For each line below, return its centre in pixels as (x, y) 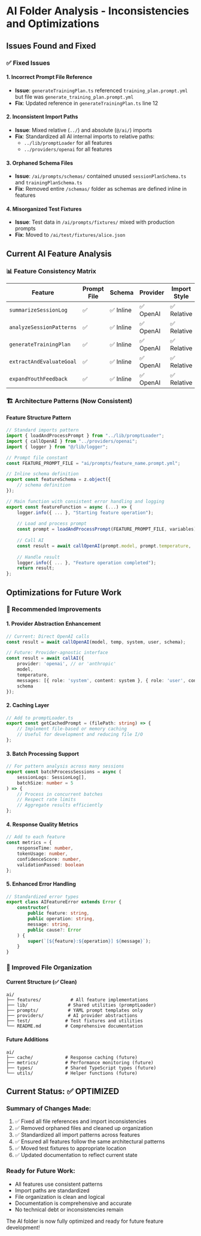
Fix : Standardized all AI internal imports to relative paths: (85, 136)
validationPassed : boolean (51, 865)
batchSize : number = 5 (45, 783)
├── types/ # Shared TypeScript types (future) (81, 1068)
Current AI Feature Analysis (59, 253)
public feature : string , (59, 914)
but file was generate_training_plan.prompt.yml (74, 96)
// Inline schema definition (42, 474)
